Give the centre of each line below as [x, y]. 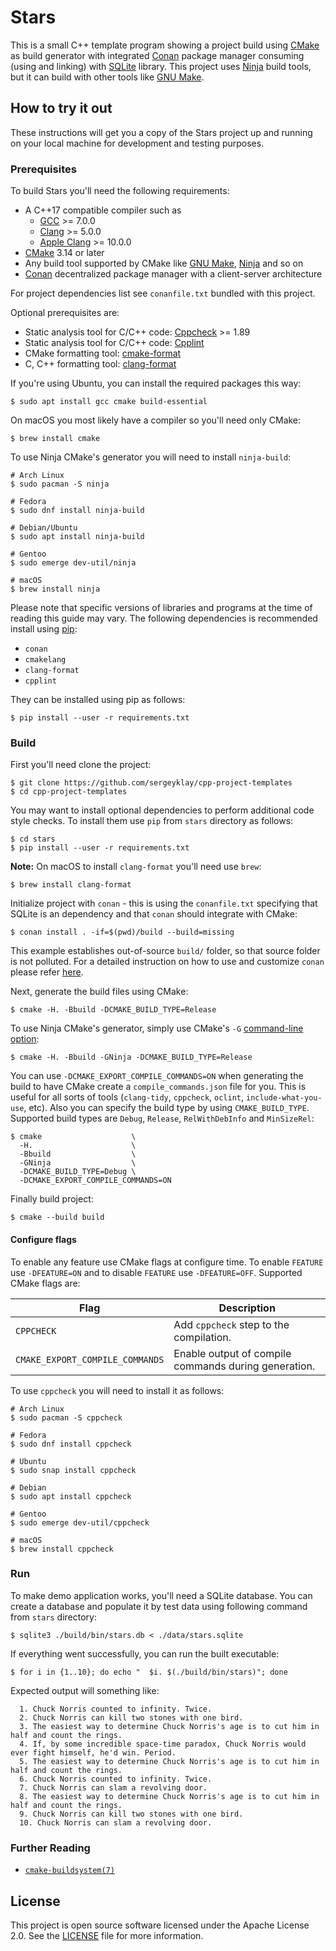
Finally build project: [52, 1199]
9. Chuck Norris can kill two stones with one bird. [131, 1814]
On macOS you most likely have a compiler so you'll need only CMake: [156, 420]
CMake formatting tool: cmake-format [103, 353]
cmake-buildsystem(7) [69, 1871]
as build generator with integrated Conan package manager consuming [157, 55]
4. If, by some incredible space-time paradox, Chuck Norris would [163, 1744]
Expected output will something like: [85, 1690]
